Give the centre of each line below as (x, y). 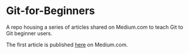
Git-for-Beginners (50, 11)
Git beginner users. (29, 33)
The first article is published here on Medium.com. (67, 45)
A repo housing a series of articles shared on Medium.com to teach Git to (95, 27)
